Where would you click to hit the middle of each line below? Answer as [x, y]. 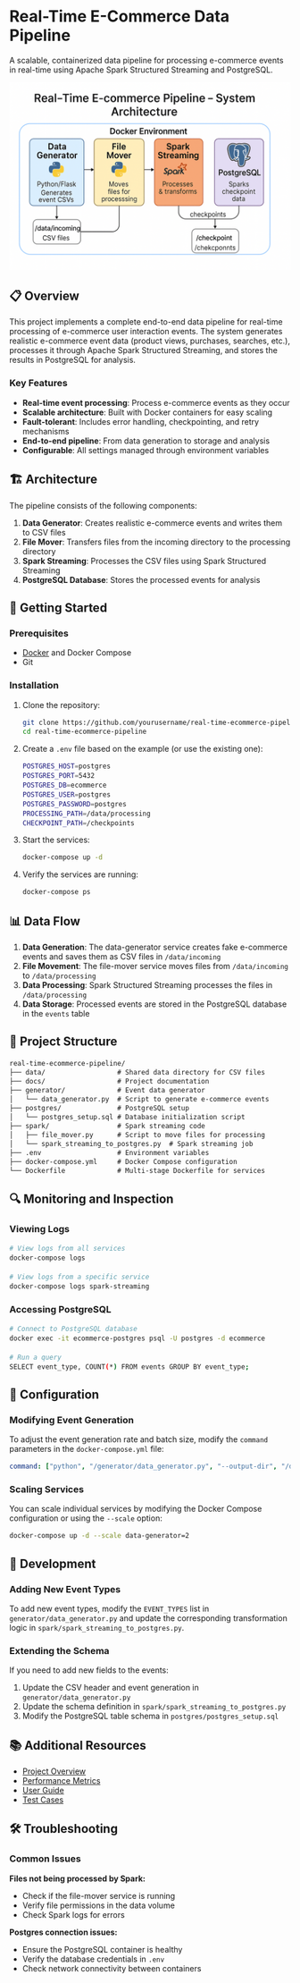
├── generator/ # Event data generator [107, 1090]
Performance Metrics [61, 1781]
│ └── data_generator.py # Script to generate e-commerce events [139, 1099]
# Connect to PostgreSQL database [74, 1329]
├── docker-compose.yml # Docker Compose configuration [124, 1161]
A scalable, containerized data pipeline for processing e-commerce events [146, 60]
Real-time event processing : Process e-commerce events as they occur [156, 402]
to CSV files [44, 532]
